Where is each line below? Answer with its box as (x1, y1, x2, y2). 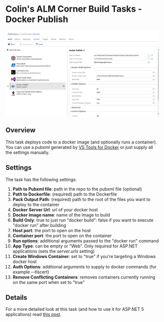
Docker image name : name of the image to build (12, 212, 110, 218)
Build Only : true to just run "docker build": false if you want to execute (12, 217, 154, 223)
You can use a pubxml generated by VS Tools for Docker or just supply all (5, 144, 153, 150)
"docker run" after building (12, 222, 66, 228)
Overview (5, 126, 36, 135)
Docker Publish (5, 14, 69, 25)
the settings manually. (5, 149, 50, 155)
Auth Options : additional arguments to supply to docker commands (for (12, 263, 157, 269)
